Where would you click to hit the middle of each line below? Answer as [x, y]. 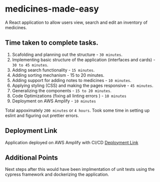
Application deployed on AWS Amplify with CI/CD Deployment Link [72, 142]
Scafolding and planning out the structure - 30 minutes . [67, 54]
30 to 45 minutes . [30, 65]
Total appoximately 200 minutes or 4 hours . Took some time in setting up [77, 110]
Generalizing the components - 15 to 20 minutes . [62, 90]
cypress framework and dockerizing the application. [57, 174]
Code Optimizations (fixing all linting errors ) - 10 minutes [69, 96]
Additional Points [32, 157]
